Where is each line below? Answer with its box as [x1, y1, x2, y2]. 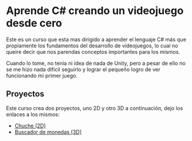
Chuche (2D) [14, 122, 46, 129]
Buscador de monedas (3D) [14, 128, 82, 135]
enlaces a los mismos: [6, 111, 60, 118]
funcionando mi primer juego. [6, 72, 78, 79]
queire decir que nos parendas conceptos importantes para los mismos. [6, 48, 180, 55]
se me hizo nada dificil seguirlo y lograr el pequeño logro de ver [6, 66, 160, 73]
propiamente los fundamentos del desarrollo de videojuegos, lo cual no [6, 42, 178, 49]
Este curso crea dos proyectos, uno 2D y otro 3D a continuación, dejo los [6, 104, 183, 112]
